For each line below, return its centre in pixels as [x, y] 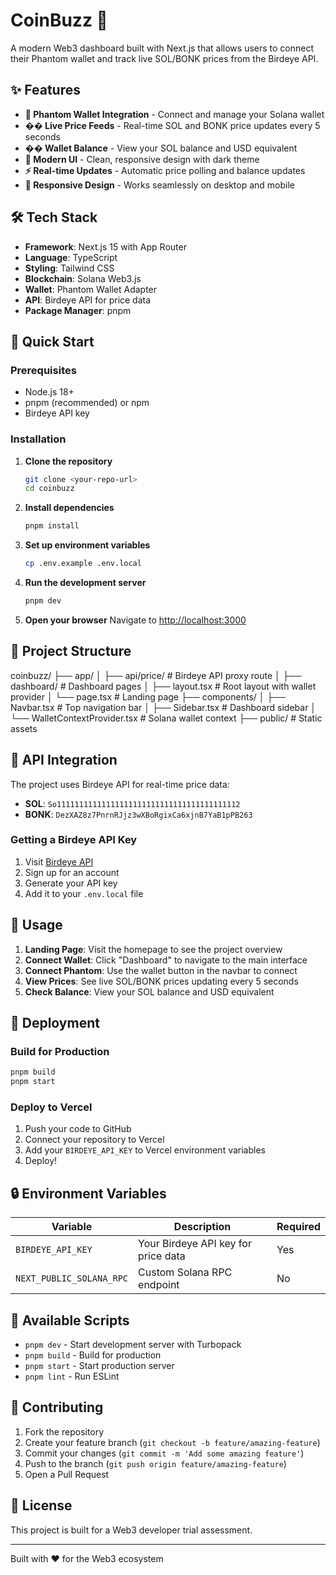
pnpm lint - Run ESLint [72, 1376]
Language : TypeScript [71, 257]
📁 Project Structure [71, 651]
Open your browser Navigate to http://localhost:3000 [135, 620]
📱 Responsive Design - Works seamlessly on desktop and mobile [159, 185]
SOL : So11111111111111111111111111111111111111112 [132, 803]
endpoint [159, 1285]
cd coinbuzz [49, 489]
